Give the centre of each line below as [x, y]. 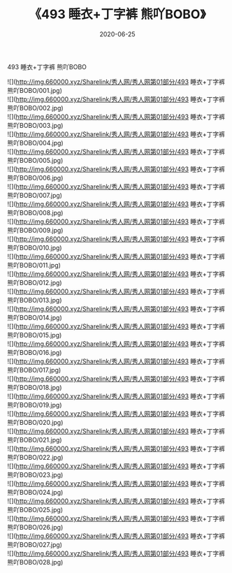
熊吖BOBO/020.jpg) [35, 422]
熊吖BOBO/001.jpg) [35, 90]
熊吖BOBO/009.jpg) [35, 230]
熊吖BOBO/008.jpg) [35, 212]
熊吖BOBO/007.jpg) [35, 195]
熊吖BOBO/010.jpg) [35, 247]
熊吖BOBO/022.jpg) [35, 457]
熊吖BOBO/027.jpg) [35, 544]
